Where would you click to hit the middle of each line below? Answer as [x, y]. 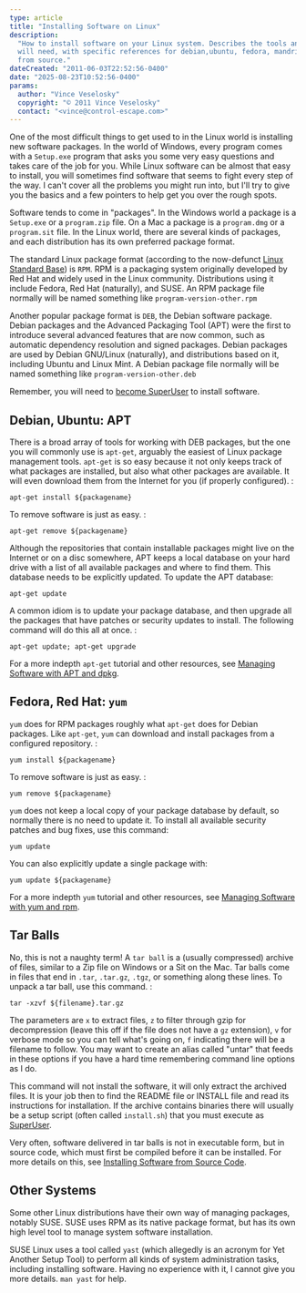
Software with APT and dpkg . [65, 673]
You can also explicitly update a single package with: [108, 863]
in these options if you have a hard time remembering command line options [153, 1059]
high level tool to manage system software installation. [112, 1232]
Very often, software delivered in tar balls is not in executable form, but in [147, 1142]
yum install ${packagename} [63, 760]
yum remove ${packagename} [61, 794]
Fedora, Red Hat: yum [68, 702]
